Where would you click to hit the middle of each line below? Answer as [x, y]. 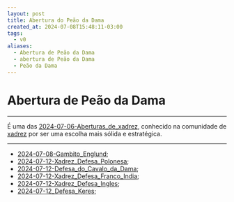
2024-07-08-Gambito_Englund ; [63, 154]
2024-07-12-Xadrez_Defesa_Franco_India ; [78, 176]
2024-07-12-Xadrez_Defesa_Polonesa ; [73, 161]
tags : [15, 33]
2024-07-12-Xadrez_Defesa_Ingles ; [68, 183]
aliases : [20, 46]
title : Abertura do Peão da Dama [56, 20]
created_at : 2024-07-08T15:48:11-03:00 [65, 27]
